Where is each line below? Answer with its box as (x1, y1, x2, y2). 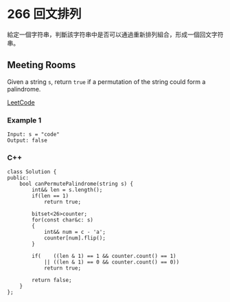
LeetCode (7, 98, 36, 107)
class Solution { (7, 169, 57, 175)
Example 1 (7, 115, 42, 125)
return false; (32, 277, 72, 284)
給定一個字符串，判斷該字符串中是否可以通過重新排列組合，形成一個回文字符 (7, 30, 224, 39)
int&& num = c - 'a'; (43, 228, 106, 236)
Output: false (7, 137, 48, 144)
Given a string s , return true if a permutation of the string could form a (7, 77, 206, 86)
